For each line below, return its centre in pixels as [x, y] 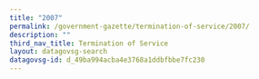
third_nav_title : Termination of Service [89, 43]
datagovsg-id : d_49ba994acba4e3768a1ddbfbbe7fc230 [107, 60]
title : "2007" [36, 18]
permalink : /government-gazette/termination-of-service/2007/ [129, 26]
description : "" [40, 35]
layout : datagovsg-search [58, 52]
